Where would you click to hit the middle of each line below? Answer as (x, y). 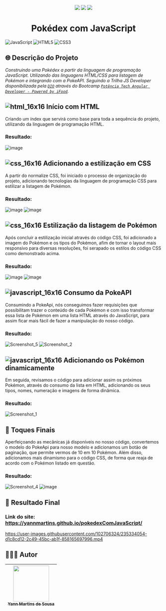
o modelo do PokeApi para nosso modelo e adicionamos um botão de (76, 447)
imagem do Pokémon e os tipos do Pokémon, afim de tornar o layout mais (81, 243)
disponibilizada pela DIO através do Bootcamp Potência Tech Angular (77, 86)
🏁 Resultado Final (33, 503)
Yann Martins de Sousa (31, 604)
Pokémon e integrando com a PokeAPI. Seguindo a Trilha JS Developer (78, 80)
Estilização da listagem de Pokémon (100, 226)
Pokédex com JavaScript (83, 29)
